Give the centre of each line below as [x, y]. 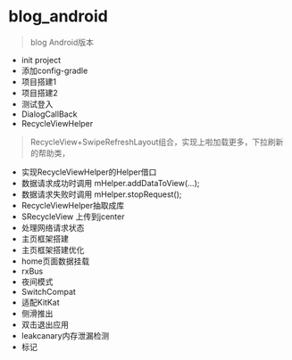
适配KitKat [40, 302]
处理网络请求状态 [53, 227]
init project [41, 60]
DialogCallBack [49, 114]
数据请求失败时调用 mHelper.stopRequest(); [101, 194]
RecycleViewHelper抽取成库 [73, 205]
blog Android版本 [62, 42]
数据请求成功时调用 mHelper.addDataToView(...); [110, 183]
